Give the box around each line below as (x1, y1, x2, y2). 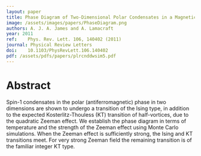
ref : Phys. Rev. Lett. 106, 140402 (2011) (6, 36, 121, 42)
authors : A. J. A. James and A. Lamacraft (6, 25, 114, 32)
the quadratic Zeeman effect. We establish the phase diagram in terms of (6, 117, 187, 124)
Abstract (6, 79, 51, 92)
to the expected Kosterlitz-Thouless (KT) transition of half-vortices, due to (6, 111, 189, 118)
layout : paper (6, 8, 42, 15)
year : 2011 (6, 31, 33, 37)
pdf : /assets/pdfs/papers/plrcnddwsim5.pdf (6, 53, 117, 59)
